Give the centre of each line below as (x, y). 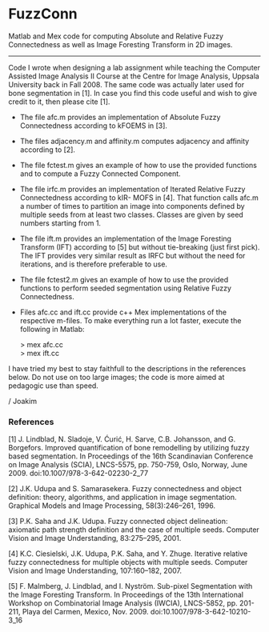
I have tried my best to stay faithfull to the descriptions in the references (127, 368)
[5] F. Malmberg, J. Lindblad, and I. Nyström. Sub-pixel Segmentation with (130, 586)
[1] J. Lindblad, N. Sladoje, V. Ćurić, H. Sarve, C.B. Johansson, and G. (122, 439)
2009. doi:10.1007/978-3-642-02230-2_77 (78, 474)
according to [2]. (48, 150)
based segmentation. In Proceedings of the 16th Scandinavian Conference (131, 456)
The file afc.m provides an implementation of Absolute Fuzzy (120, 117)
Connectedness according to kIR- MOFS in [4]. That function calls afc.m (139, 198)
